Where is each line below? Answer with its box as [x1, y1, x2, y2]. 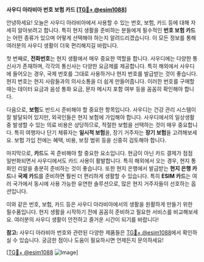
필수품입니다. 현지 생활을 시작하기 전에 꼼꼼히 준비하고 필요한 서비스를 [6, 208, 172, 216]
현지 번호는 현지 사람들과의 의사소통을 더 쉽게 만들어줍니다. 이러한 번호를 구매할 [6, 78, 195, 85]
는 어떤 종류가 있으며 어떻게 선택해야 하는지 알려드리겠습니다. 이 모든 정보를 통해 [6, 34, 197, 42]
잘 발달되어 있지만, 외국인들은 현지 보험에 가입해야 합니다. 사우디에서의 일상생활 [6, 114, 195, 121]
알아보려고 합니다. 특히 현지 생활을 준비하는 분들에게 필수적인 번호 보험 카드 [17, 27, 196, 34]
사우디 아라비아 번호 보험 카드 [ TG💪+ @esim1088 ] [6, 6, 127, 13]
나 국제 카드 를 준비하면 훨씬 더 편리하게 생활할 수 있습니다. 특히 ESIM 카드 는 [11, 172, 191, 180]
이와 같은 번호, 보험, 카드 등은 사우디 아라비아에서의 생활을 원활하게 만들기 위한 [6, 201, 193, 208]
